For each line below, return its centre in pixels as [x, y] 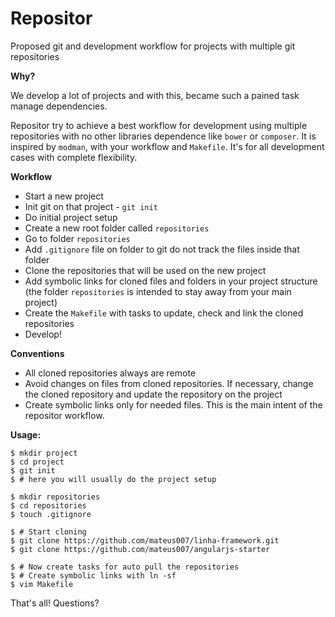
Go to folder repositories [77, 238]
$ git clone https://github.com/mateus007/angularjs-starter [140, 549]
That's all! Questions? [55, 603]
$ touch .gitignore [51, 514]
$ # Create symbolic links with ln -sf [93, 575]
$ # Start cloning [48, 532]
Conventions [37, 353]
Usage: [26, 434]
